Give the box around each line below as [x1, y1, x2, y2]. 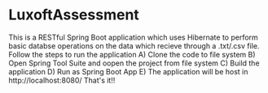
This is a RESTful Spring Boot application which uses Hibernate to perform [8, 32, 258, 42]
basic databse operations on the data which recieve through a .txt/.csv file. [8, 40, 260, 50]
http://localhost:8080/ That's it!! [8, 75, 116, 85]
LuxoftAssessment [8, 6, 140, 24]
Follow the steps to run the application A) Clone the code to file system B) [8, 49, 256, 59]
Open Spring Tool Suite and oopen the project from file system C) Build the [8, 58, 260, 68]
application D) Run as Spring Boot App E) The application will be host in [8, 66, 248, 76]
